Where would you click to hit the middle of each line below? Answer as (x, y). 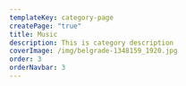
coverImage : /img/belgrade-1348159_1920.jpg (93, 51)
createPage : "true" (46, 26)
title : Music (34, 34)
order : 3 (25, 59)
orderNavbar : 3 (38, 68)
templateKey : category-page (62, 17)
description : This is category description (92, 43)
